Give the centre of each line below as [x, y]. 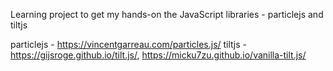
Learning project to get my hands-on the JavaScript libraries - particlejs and [167, 14]
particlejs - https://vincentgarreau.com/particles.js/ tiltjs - [128, 44]
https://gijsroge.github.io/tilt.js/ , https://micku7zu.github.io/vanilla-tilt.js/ [158, 55]
